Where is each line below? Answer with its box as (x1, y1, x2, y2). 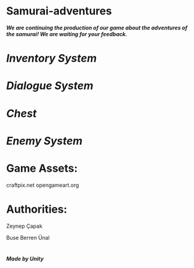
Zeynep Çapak (6, 222, 43, 230)
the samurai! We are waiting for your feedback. (6, 30, 128, 37)
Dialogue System (6, 79, 94, 93)
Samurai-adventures (6, 4, 112, 18)
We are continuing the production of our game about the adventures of (6, 24, 188, 31)
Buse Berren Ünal (6, 234, 50, 241)
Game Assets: (6, 161, 78, 175)
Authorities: (6, 203, 67, 216)
